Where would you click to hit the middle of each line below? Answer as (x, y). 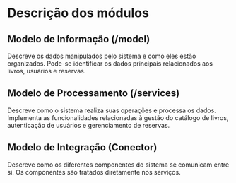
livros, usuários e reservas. (47, 71)
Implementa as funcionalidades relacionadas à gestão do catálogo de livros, (118, 117)
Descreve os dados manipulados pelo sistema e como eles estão (102, 56)
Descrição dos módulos (78, 13)
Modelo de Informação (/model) (79, 39)
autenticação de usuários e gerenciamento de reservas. (89, 125)
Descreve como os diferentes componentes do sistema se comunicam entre (118, 165)
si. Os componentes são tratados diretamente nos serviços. (94, 172)
